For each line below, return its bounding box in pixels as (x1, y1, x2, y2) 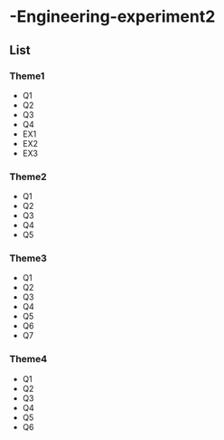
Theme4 (9, 353, 48, 366)
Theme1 (9, 70, 45, 82)
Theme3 (9, 252, 48, 264)
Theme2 (9, 170, 47, 183)
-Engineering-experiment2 (9, 6, 216, 27)
